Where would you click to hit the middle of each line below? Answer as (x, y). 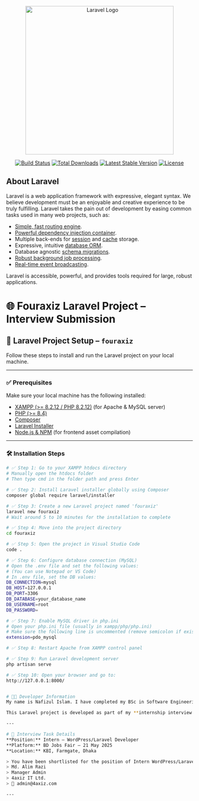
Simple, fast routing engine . (48, 226)
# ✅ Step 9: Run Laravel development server (62, 659)
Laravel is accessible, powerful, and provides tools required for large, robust (99, 276)
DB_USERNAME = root (28, 604)
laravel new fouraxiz (33, 512)
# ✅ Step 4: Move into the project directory (64, 528)
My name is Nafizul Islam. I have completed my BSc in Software (87, 702)
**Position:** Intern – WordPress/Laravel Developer (73, 740)
